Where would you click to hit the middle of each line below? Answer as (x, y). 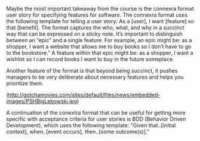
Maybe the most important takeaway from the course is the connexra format (100, 9)
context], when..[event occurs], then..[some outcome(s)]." (78, 131)
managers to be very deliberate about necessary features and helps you (95, 77)
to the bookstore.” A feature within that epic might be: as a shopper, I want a (100, 53)
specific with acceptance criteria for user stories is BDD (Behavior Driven (96, 119)
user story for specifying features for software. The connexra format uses (97, 15)
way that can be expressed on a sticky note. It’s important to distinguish (95, 34)
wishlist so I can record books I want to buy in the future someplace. (90, 59)
